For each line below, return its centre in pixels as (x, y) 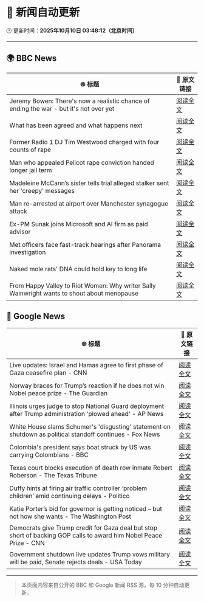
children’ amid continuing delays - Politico (70, 496)
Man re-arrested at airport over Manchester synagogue (89, 203)
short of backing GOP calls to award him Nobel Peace (86, 535)
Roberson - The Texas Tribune (53, 475)
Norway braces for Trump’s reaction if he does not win (87, 386)
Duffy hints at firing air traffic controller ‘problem (78, 488)
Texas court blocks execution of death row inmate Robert (91, 468)
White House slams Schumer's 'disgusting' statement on (90, 426)
